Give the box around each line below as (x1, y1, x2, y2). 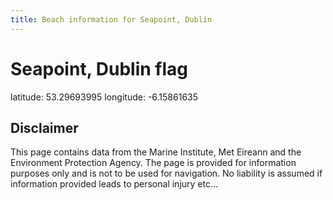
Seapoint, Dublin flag (10, 57, 188, 80)
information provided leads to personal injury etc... (10, 178, 219, 190)
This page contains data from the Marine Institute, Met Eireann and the (10, 146, 302, 158)
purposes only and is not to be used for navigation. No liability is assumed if (10, 167, 323, 180)
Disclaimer (10, 119, 79, 136)
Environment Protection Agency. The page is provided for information (10, 157, 297, 169)
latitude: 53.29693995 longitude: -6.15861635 (10, 91, 199, 103)
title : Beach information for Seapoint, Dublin (10, 14, 213, 25)
